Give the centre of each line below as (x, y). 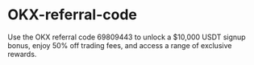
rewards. (22, 54)
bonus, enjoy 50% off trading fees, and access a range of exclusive (120, 45)
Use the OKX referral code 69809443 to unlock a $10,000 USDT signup (127, 37)
